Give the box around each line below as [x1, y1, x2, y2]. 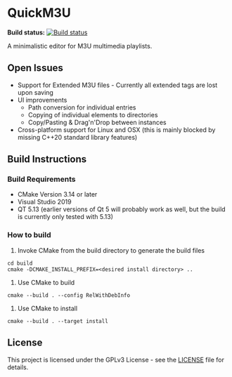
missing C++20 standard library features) [17, 133, 138, 141]
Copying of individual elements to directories [27, 110, 158, 119]
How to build [7, 230, 51, 240]
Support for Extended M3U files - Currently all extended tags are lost [17, 81, 218, 89]
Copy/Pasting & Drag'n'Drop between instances [27, 118, 167, 126]
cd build [7, 260, 33, 267]
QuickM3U [7, 5, 72, 21]
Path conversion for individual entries [27, 103, 136, 112]
